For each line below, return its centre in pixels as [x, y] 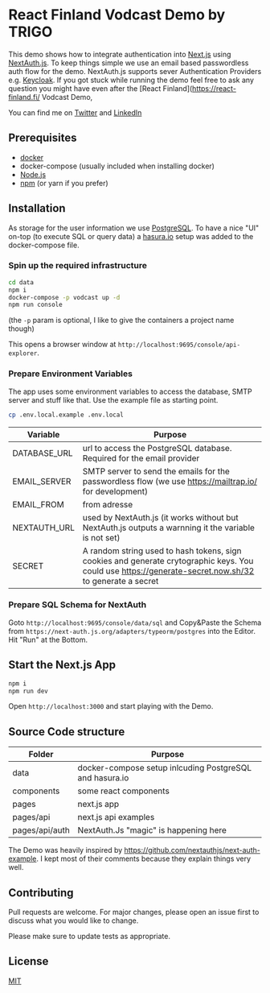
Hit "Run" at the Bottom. [48, 639]
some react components [124, 791]
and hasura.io [103, 778]
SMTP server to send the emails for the [156, 471]
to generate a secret [121, 581]
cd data [21, 282]
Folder [41, 755]
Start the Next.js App [62, 665]
